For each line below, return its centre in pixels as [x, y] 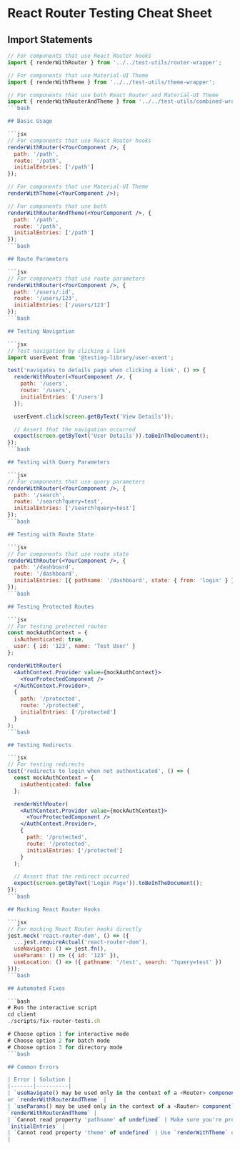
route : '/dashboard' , [46, 574]
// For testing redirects [46, 765]
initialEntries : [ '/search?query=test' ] [75, 509]
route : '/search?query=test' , [59, 501]
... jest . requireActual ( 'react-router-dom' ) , [81, 942]
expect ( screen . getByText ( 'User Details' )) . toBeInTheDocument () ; [111, 436]
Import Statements [50, 40]
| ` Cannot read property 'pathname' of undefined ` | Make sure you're [115, 1119]
